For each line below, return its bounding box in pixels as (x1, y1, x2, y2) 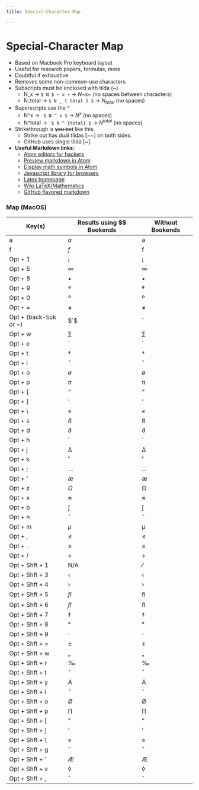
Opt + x (9, 493, 30, 501)
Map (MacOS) (6, 203, 47, 211)
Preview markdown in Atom (23, 156, 91, 164)
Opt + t (9, 349, 28, 357)
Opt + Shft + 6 (9, 600, 49, 609)
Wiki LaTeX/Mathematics (23, 182, 84, 189)
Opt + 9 (9, 284, 31, 292)
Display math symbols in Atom (23, 163, 98, 170)
